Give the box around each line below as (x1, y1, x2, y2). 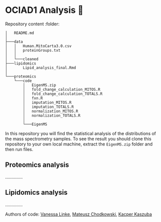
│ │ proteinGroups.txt (5, 48, 61, 53)
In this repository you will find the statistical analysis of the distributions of (5, 130, 157, 136)
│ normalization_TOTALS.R (23, 113, 80, 118)
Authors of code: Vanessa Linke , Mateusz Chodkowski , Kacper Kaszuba (5, 211, 152, 217)
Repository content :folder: (5, 21, 60, 27)
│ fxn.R (23, 95, 43, 101)
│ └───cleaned (5, 57, 39, 62)
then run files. (5, 146, 34, 152)
